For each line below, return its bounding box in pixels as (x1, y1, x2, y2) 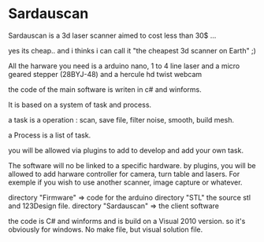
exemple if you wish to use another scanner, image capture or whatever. (8, 178, 243, 187)
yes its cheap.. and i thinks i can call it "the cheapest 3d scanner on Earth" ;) (8, 46, 256, 55)
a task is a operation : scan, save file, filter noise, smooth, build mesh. (8, 115, 235, 124)
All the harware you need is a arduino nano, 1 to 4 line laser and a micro (8, 60, 240, 71)
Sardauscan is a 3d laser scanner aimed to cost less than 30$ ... (8, 31, 217, 40)
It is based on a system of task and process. (8, 100, 152, 109)
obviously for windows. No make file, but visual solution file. (8, 225, 203, 234)
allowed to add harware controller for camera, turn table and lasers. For (8, 169, 240, 178)
